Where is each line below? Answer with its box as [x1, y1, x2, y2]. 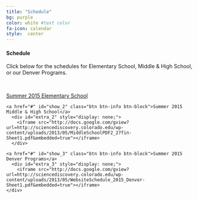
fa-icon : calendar [6, 25, 52, 32]
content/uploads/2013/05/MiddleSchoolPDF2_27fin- [6, 130, 132, 136]
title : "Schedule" [6, 8, 52, 15]
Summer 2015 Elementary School [6, 92, 88, 99]
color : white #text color [6, 20, 70, 26]
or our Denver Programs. [6, 69, 67, 76]
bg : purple [6, 14, 33, 20]
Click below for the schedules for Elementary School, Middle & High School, [6, 63, 193, 70]
